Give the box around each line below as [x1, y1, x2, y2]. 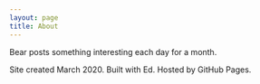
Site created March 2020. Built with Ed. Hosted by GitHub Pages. [9, 64, 252, 75]
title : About [9, 22, 59, 31]
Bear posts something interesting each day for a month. [9, 46, 217, 57]
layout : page [9, 13, 59, 23]
